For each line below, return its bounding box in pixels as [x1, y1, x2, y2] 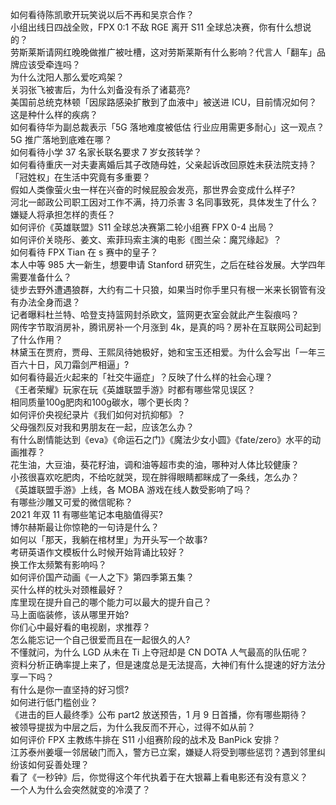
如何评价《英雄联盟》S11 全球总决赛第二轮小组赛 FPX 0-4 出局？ [10, 221, 276, 233]
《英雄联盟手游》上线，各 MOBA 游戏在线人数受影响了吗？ [10, 484, 253, 495]
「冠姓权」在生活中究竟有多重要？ [10, 171, 151, 183]
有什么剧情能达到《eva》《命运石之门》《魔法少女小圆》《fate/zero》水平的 [10, 434, 313, 445]
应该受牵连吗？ [18, 59, 81, 70]
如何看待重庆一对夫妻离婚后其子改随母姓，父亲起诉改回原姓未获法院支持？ [10, 159, 317, 170]
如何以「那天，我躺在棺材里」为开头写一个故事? [10, 534, 208, 545]
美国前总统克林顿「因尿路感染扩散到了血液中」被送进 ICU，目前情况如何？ [10, 96, 318, 108]
